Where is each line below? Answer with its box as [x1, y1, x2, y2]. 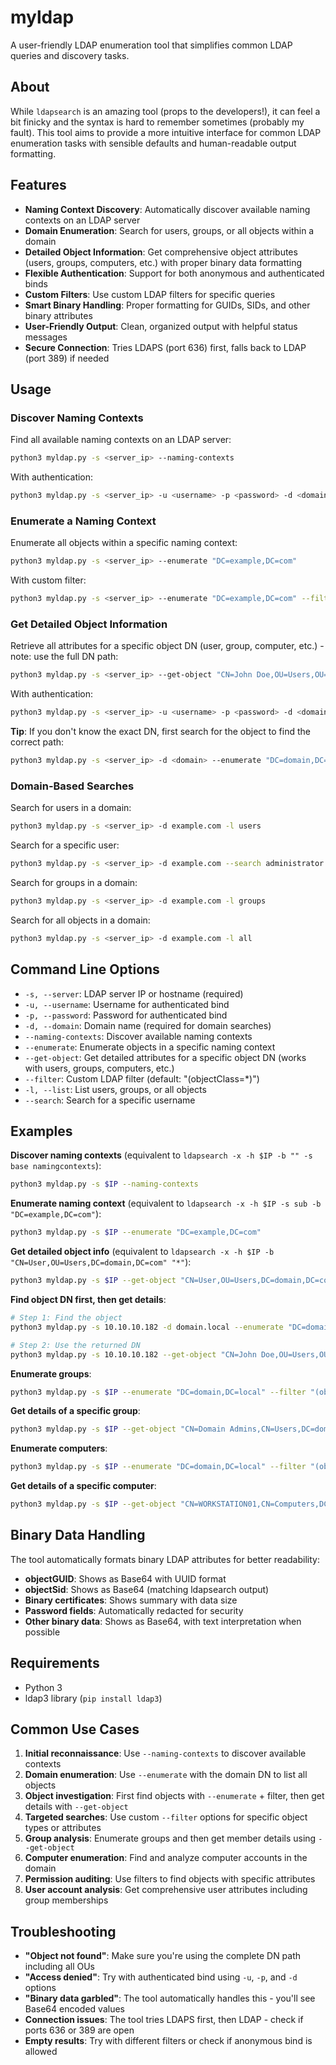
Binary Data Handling [10, 1527, 146, 1544]
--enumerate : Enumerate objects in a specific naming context [24, 1041, 276, 1053]
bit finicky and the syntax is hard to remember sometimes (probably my [10, 116, 305, 128]
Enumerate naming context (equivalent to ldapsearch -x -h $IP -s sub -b [10, 1197, 322, 1210]
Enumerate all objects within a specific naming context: [10, 537, 238, 549]
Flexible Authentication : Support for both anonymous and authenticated [24, 267, 325, 279]
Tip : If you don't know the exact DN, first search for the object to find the [10, 726, 311, 738]
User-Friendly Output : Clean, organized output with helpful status [24, 320, 298, 332]
